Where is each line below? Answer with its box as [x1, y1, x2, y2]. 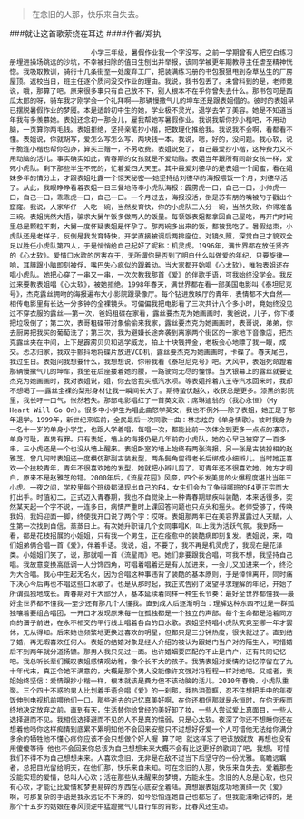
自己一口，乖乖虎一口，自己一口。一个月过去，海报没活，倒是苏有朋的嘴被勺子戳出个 [22, 193, 293, 202]
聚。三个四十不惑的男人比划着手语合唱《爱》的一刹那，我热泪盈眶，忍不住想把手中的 [9, 686, 279, 695]
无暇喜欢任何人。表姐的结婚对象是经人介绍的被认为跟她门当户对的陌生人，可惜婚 [35, 638, 293, 647]
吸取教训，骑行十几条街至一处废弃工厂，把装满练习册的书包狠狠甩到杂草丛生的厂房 [29, 67, 293, 76]
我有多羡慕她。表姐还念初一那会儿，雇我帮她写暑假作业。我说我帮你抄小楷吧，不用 [15, 116, 279, 125]
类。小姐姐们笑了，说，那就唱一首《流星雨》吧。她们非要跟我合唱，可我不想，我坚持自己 [9, 551, 293, 560]
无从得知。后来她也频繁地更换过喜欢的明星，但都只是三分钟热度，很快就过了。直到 [22, 628, 287, 637]
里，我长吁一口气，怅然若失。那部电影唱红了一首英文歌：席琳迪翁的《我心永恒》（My [9, 396, 279, 405]
